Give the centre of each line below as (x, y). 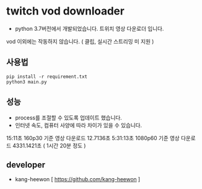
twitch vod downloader (65, 11)
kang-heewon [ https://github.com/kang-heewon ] (77, 179)
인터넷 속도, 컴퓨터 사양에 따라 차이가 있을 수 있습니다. (78, 125)
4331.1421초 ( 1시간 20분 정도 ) (49, 146)
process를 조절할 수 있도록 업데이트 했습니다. (68, 117)
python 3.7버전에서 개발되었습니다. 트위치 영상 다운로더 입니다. (89, 28)
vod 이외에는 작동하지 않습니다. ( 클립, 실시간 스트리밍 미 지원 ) (80, 41)
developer (26, 165)
